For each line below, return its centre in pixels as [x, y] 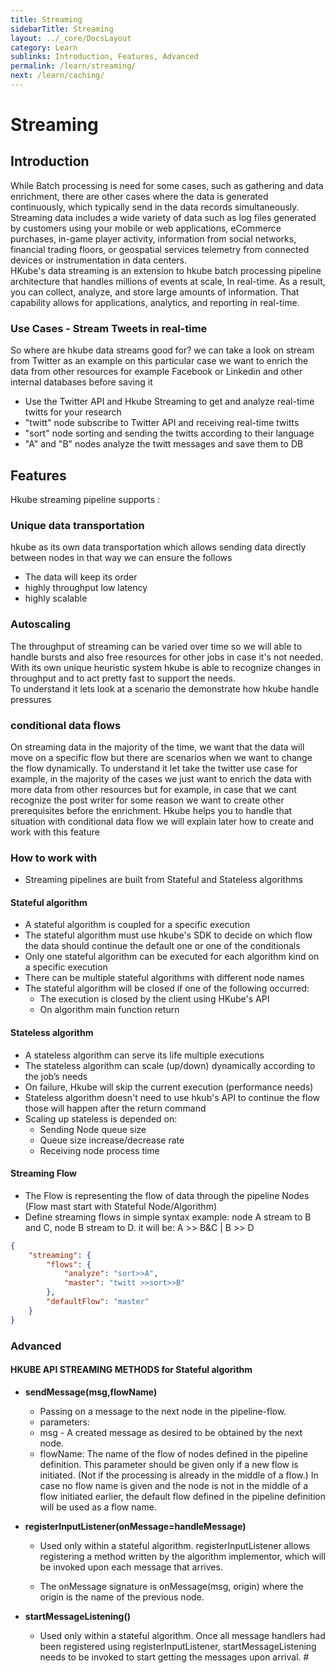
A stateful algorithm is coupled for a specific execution [137, 925]
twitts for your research [73, 412]
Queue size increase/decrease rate [112, 1140]
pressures [31, 699]
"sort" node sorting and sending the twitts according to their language [169, 433]
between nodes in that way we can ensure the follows [121, 558]
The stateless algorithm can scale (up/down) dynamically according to [170, 1065]
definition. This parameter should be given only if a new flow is [169, 1464]
